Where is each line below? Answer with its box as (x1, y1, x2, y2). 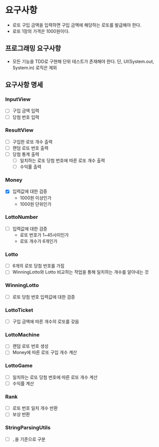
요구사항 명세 (5, 81, 43, 89)
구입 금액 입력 (12, 108, 39, 114)
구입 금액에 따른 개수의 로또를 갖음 (12, 318, 79, 324)
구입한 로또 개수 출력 (12, 139, 53, 145)
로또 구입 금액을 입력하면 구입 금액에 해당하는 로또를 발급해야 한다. (12, 22, 142, 28)
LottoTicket (5, 306, 33, 313)
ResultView (5, 127, 34, 134)
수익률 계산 (12, 380, 34, 386)
